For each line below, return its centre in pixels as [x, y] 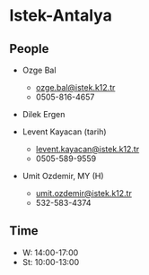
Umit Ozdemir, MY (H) [63, 176]
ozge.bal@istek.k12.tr [75, 87]
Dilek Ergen [44, 114]
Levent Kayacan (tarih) [64, 132]
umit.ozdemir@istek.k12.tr [83, 193]
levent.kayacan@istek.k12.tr [88, 149]
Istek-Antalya [61, 16]
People [29, 49]
